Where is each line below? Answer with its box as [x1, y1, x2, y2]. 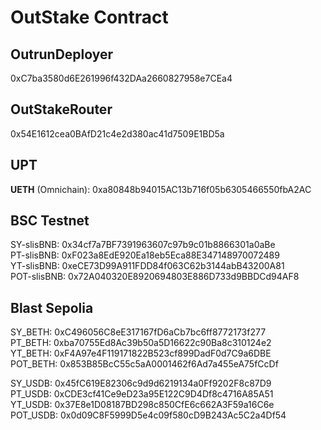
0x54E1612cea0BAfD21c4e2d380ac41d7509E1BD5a [10, 127, 225, 140]
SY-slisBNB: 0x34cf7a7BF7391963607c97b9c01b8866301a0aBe [10, 239, 276, 251]
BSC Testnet [10, 212, 90, 230]
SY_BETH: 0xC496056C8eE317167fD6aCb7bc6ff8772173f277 [10, 326, 267, 338]
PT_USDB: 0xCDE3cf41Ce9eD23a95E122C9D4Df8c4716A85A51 [10, 388, 274, 400]
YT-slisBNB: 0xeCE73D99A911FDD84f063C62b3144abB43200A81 [10, 260, 285, 272]
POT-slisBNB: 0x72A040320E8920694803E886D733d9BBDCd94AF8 [10, 271, 300, 283]
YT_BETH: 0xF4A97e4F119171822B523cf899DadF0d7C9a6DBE [10, 347, 272, 360]
